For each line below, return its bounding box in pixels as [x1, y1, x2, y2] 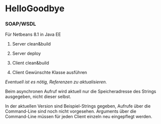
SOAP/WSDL [5, 21, 36, 27]
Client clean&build [12, 60, 49, 66]
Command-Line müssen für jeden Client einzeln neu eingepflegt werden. [5, 114, 152, 120]
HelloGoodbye [5, 3, 65, 14]
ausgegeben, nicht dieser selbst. [5, 94, 71, 99]
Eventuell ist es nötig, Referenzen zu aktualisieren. [5, 79, 107, 85]
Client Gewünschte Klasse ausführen [12, 70, 87, 75]
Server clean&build [12, 41, 51, 47]
